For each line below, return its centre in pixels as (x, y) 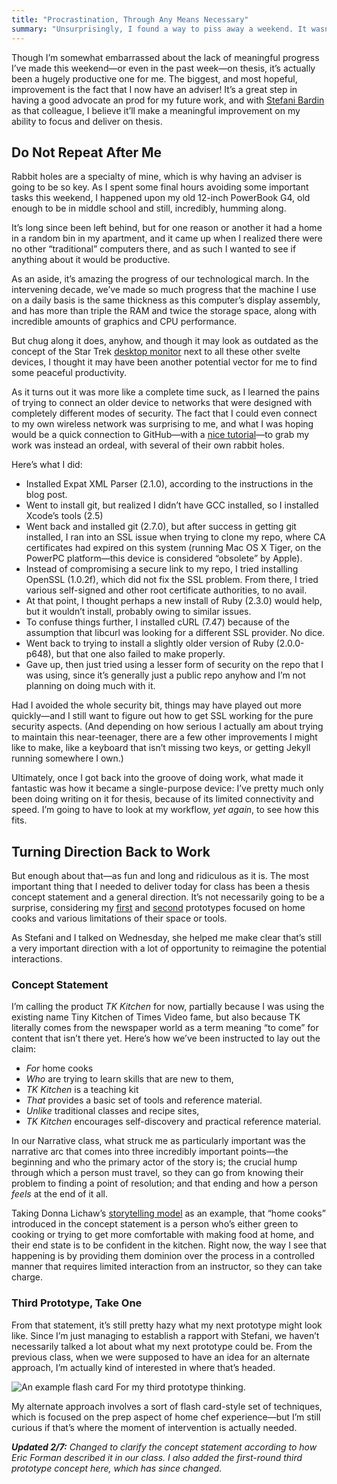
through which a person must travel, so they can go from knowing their (157, 1173)
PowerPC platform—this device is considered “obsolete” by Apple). (164, 558)
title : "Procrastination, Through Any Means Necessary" (130, 19)
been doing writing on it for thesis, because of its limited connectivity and (162, 799)
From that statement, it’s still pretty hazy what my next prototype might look (167, 1325)
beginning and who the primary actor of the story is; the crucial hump (154, 1162)
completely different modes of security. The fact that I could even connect (164, 413)
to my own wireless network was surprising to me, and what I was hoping (162, 424)
